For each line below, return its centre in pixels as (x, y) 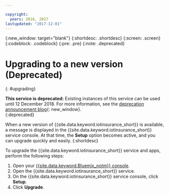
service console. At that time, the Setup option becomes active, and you (80, 135)
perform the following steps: (35, 156)
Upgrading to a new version (64, 64)
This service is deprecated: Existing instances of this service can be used (83, 99)
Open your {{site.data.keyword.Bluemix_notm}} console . (71, 166)
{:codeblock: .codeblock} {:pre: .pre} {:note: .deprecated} (65, 44)
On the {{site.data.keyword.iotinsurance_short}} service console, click (85, 177)
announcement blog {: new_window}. (43, 109)
